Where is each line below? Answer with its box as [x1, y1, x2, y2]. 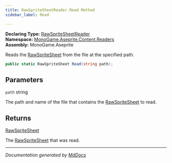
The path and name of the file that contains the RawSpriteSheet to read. [5, 99, 157, 105]
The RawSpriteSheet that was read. [5, 137, 80, 143]
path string [5, 89, 28, 95]
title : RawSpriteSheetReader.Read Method [5, 7, 95, 13]
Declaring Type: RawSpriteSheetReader [5, 31, 91, 37]
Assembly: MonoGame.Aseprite [5, 41, 74, 48]
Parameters [5, 75, 44, 84]
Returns [5, 113, 32, 123]
